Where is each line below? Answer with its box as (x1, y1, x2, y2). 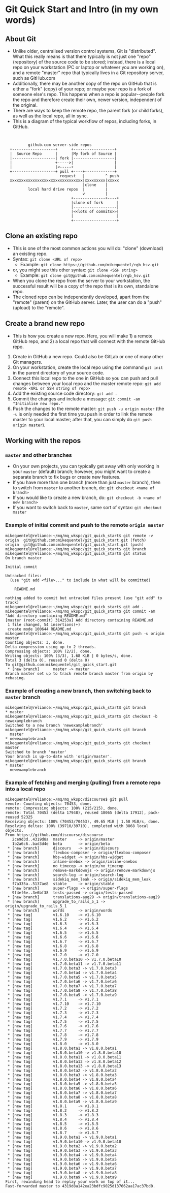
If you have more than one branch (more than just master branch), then (12, 479, 161, 486)
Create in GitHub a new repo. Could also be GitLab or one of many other (12, 353, 164, 359)
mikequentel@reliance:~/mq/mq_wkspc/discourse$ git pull (5, 797, 128, 802)
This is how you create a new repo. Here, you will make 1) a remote (12, 333, 153, 339)
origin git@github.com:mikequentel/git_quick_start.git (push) (5, 542, 144, 547)
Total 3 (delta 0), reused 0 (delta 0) (5, 657, 90, 663)
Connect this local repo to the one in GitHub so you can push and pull (12, 375, 158, 381)
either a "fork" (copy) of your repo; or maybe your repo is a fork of (12, 86, 152, 92)
